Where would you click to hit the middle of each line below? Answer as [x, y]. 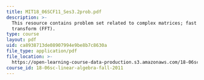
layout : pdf [21, 40]
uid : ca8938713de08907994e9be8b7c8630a [57, 46]
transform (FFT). [34, 29]
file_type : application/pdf [42, 51]
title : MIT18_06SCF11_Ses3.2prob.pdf [54, 12]
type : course [23, 34]
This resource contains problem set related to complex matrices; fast [104, 23]
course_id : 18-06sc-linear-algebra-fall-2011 [65, 68]
